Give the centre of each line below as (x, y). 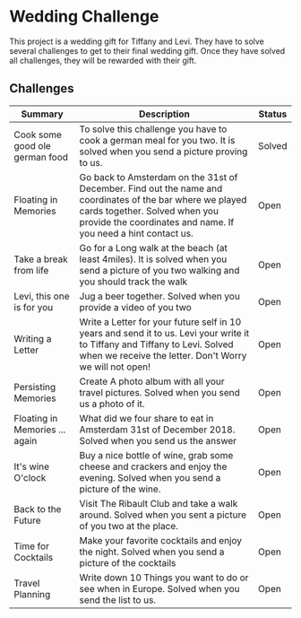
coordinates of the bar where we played (163, 199)
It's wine (32, 466)
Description (164, 114)
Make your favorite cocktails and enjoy (161, 540)
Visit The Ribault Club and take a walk (159, 503)
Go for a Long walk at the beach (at (154, 248)
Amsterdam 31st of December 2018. (157, 430)
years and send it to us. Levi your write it (164, 333)
